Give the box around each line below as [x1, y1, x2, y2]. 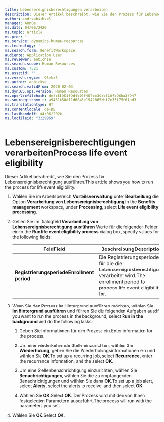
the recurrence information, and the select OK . [19, 358, 114, 364]
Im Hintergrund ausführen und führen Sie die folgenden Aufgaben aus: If [12, 308, 159, 314]
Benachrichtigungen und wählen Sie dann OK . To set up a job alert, [19, 378, 154, 384]
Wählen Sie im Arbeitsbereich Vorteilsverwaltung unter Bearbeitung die [12, 193, 159, 199]
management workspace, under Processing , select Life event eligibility [12, 204, 159, 210]
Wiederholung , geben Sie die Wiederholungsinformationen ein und [19, 347, 155, 353]
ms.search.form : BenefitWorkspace [5, 48, 76, 53]
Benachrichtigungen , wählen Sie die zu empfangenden [19, 372, 132, 378]
